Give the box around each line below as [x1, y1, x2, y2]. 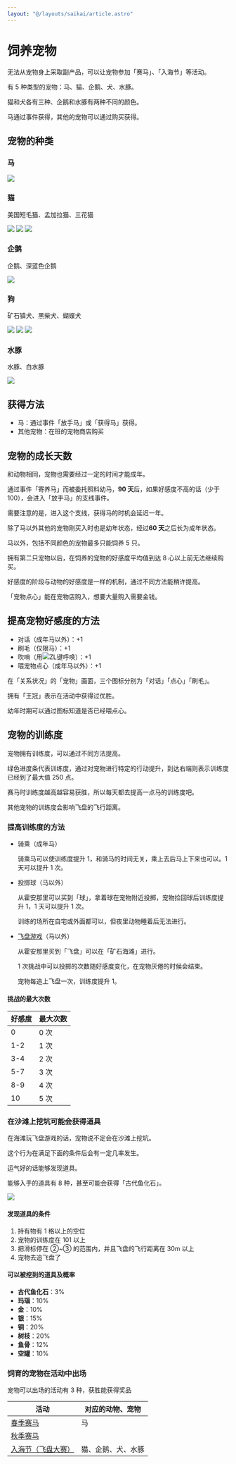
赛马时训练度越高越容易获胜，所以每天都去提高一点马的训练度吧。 [7, 787, 198, 796]
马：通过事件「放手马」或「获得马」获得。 [17, 419, 141, 427]
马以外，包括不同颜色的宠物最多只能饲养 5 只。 [7, 539, 144, 547]
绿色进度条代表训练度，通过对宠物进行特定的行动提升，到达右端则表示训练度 [7, 764, 229, 773]
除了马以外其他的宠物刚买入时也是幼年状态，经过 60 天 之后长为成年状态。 [7, 524, 220, 532]
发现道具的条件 [7, 1210, 51, 1218]
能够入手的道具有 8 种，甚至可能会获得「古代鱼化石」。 [7, 1179, 166, 1188]
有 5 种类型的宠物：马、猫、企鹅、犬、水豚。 [7, 82, 138, 91]
